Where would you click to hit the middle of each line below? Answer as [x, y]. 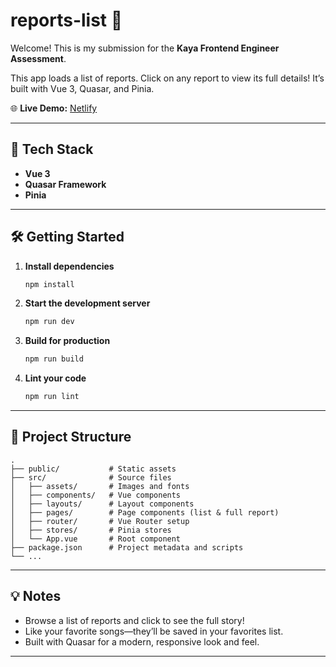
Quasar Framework [65, 184]
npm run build [54, 359]
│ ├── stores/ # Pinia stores [91, 530]
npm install [49, 284]
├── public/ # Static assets [93, 469]
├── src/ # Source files [91, 477]
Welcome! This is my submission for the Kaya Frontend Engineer [145, 48]
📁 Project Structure [71, 437]
